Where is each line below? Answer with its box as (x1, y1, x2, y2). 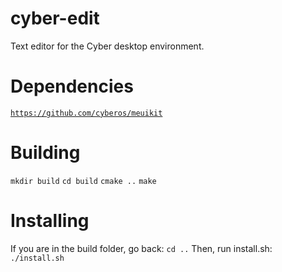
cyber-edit (10, 7, 100, 30)
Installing (10, 210, 90, 232)
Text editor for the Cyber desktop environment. (10, 40, 205, 52)
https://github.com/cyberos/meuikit (10, 108, 163, 118)
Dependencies (10, 75, 134, 98)
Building (10, 142, 81, 164)
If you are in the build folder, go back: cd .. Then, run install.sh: (10, 242, 273, 254)
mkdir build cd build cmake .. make (10, 176, 157, 186)
